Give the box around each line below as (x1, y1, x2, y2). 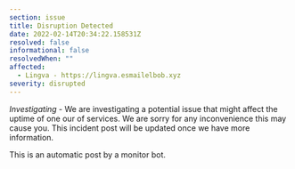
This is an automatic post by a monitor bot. (9, 149, 167, 160)
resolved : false (9, 37, 70, 47)
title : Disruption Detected (9, 21, 114, 30)
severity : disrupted (9, 79, 86, 88)
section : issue (9, 12, 66, 22)
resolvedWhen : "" (9, 54, 74, 63)
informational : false (9, 46, 90, 55)
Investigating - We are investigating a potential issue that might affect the (9, 103, 278, 114)
